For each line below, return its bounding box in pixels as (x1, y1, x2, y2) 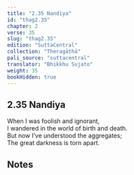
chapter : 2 (7, 23, 38, 29)
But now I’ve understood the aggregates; (7, 131, 122, 140)
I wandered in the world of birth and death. (7, 124, 128, 133)
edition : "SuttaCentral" (7, 42, 78, 49)
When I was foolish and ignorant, (7, 117, 100, 125)
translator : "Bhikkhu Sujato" (7, 61, 94, 68)
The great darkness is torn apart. (7, 139, 100, 147)
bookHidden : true (7, 73, 57, 81)
